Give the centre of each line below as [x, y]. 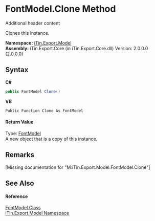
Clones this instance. [27, 33]
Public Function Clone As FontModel [44, 110]
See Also [20, 183]
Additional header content [33, 23]
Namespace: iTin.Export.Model [38, 43]
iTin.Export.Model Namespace [37, 213]
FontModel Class [23, 208]
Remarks [20, 155]
